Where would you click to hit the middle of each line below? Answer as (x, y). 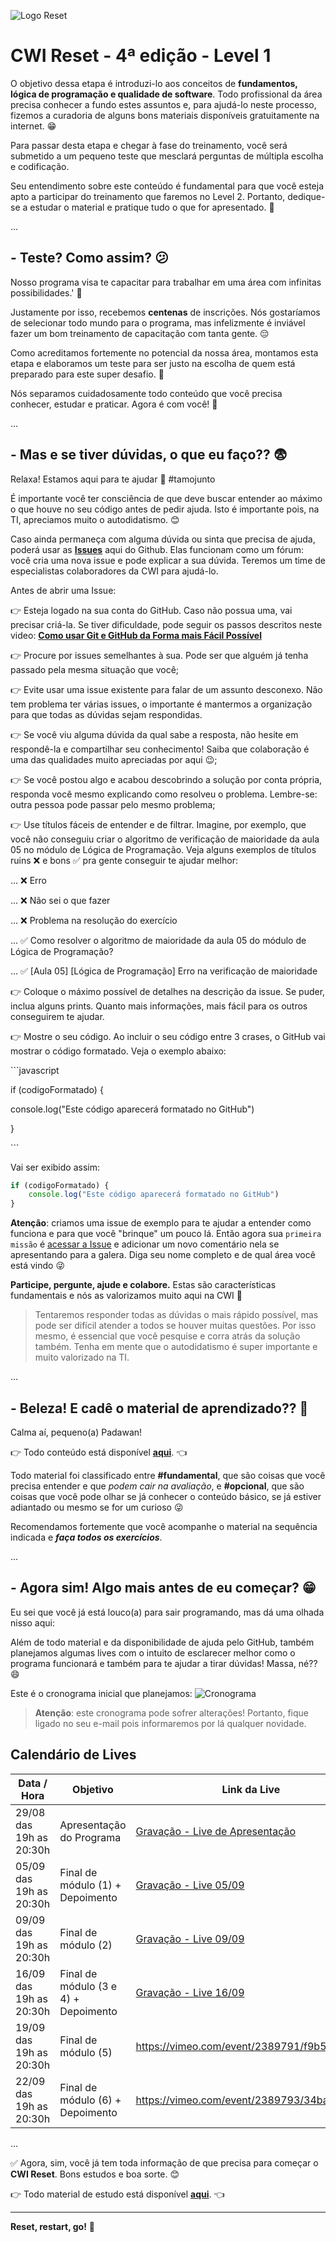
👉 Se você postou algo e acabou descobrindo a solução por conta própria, (166, 779)
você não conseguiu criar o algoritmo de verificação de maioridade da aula (165, 839)
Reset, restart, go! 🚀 (53, 2226)
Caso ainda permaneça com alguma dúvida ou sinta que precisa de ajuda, (163, 539)
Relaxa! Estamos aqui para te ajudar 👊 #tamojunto (113, 479)
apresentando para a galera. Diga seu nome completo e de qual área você (163, 1255)
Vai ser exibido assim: (55, 1167)
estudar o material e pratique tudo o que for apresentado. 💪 (152, 207)
